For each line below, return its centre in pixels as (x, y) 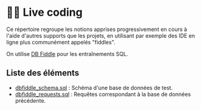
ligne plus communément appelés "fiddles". (61, 42)
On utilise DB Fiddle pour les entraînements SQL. (67, 53)
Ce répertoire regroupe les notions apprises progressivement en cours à (97, 29)
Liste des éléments (43, 73)
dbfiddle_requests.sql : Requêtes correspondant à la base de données (103, 94)
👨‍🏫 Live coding (45, 12)
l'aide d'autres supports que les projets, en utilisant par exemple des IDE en (101, 35)
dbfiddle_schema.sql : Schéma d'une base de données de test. (94, 88)
